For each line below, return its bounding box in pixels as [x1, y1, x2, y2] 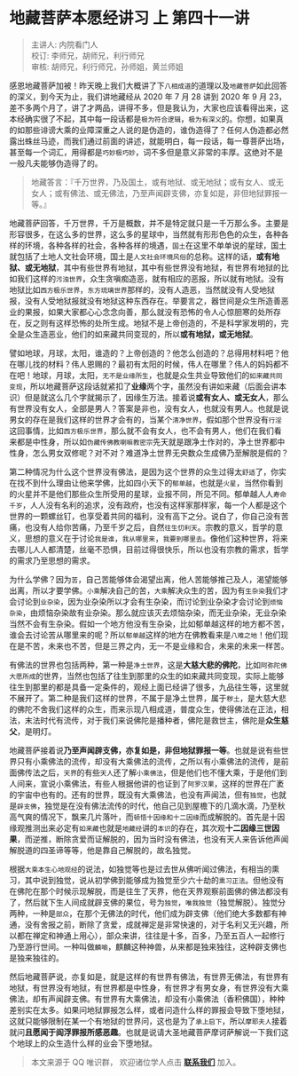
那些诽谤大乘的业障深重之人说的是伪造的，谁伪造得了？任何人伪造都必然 [24, 124, 289, 135]
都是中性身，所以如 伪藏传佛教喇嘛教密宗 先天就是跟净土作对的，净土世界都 [16, 436, 278, 447]
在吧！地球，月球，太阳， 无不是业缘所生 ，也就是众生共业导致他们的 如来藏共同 [9, 369, 283, 380]
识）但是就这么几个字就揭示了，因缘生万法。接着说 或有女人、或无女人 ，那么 [9, 392, 289, 402]
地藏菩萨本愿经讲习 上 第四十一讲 [9, 8, 250, 28]
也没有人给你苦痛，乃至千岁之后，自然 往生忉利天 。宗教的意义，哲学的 [24, 521, 276, 533]
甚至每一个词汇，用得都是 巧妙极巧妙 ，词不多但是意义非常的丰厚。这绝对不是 [9, 146, 284, 157]
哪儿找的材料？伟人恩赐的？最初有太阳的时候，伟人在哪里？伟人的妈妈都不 [16, 359, 289, 369]
